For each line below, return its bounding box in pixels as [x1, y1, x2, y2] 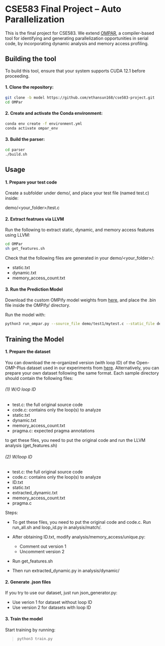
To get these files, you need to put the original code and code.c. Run [12, 519, 151, 525]
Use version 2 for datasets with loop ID [12, 605, 91, 611]
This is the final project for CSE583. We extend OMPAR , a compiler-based [5, 30, 155, 36]
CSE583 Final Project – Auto [5, 3, 122, 15]
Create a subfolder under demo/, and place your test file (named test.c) [5, 190, 150, 196]
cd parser [5, 147, 26, 152]
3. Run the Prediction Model [5, 286, 63, 292]
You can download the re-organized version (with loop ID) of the [5, 359, 136, 365]
